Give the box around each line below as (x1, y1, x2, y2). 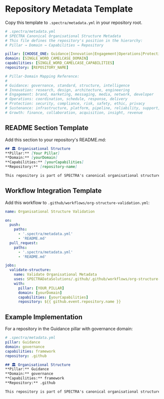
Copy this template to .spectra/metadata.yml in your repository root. (5, 20, 143, 25)
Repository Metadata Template (5, 3, 133, 15)
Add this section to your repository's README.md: (5, 137, 106, 143)
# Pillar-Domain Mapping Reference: (5, 74, 80, 79)
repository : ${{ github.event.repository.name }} (18, 299, 121, 304)
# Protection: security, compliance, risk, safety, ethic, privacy (5, 101, 145, 106)
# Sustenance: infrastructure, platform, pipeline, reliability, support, (5, 106, 161, 111)
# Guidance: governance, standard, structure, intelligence (5, 83, 130, 88)
